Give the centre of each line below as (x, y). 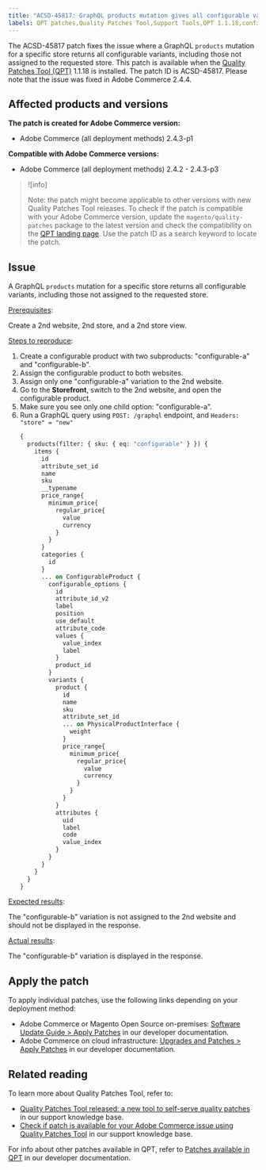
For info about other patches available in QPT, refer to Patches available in (129, 1149)
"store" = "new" (46, 423)
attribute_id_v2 (82, 599)
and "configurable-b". (55, 365)
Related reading (48, 1074)
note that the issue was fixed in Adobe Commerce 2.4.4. (100, 79)
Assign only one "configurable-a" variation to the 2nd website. (122, 382)
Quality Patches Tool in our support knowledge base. (106, 1134)
